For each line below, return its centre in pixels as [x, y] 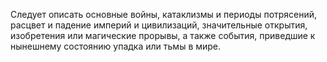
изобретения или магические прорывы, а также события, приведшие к [163, 35]
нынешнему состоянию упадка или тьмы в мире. [116, 46]
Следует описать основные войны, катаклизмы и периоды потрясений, [164, 14]
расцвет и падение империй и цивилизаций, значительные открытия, [159, 25]
